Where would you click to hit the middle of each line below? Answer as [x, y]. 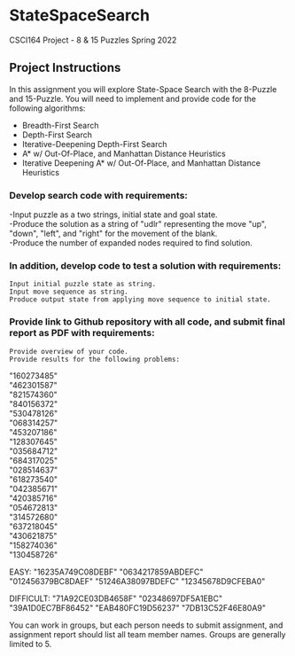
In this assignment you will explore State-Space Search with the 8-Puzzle [143, 89]
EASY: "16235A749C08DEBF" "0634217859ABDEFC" [106, 572]
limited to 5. [31, 644]
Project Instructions [65, 68]
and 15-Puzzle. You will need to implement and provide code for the [133, 98]
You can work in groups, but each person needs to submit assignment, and [146, 625]
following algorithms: [47, 108]
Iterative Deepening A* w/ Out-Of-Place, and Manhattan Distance [141, 163]
